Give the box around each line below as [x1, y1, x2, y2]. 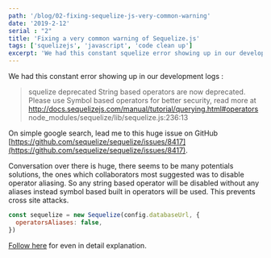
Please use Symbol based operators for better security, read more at [27, 96, 256, 105]
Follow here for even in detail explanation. [8, 240, 147, 250]
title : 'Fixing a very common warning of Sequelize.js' [8, 34, 200, 43]
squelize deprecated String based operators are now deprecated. [27, 87, 246, 97]
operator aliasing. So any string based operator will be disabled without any [8, 178, 260, 188]
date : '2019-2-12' [8, 19, 70, 27]
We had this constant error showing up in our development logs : [8, 72, 224, 81]
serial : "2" [8, 27, 52, 35]
